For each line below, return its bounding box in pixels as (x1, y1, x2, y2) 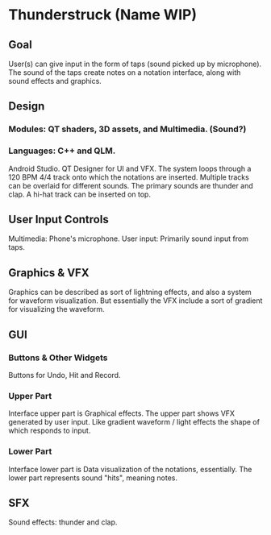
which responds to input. (8, 425, 91, 436)
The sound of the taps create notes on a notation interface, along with (8, 68, 241, 77)
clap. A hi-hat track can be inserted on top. (8, 189, 152, 199)
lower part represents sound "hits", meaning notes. (8, 473, 178, 483)
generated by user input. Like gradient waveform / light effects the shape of (8, 417, 261, 427)
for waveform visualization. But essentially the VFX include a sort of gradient (8, 296, 263, 305)
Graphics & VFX (8, 266, 90, 280)
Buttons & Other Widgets (8, 352, 108, 363)
